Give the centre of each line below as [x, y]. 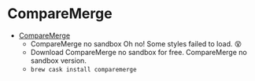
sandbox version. [59, 61]
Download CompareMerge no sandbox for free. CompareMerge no [139, 52]
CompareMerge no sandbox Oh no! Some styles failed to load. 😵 [136, 43]
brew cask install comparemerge [83, 69]
